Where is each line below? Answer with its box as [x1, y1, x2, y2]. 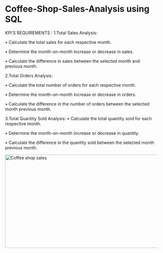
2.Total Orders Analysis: [5, 72, 53, 78]
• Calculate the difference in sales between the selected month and [5, 58, 140, 64]
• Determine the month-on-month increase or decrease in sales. [5, 49, 134, 54]
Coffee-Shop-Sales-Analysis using [5, 3, 149, 15]
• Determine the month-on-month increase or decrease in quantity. [5, 130, 140, 136]
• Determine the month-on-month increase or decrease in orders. [5, 91, 137, 97]
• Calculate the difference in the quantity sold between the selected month [5, 140, 154, 145]
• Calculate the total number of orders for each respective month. [5, 82, 136, 88]
